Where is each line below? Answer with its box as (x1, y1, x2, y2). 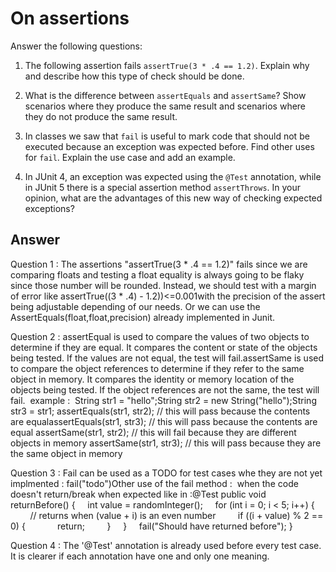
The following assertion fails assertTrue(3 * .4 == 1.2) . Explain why (24, 59, 310, 71)
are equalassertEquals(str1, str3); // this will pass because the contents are (10, 415, 318, 427)
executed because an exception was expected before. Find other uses (24, 140, 315, 152)
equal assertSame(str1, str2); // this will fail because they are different (10, 426, 297, 438)
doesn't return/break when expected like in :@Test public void (10, 488, 267, 500)
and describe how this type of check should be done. (24, 70, 245, 82)
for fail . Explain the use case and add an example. (24, 151, 236, 163)
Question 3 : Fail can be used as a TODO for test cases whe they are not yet (10, 467, 323, 479)
